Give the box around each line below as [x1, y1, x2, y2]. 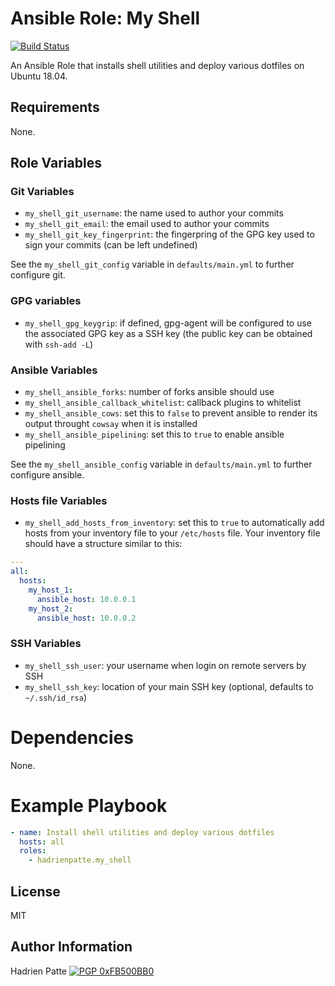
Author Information [10, 938, 133, 956]
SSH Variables [10, 637, 82, 651]
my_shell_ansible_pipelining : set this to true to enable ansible [24, 428, 285, 441]
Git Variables [10, 185, 75, 199]
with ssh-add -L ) [24, 338, 94, 350]
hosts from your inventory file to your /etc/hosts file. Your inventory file [24, 527, 321, 539]
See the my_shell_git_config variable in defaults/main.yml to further [10, 258, 295, 271]
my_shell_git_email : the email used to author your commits [24, 218, 270, 230]
